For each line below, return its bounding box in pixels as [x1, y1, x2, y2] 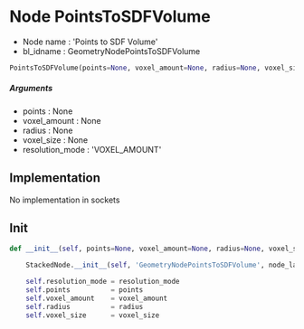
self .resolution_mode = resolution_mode [25, 277, 180, 287]
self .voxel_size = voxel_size [25, 310, 160, 320]
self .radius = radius [25, 302, 144, 311]
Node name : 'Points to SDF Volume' [22, 36, 158, 47]
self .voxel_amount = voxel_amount [25, 294, 168, 303]
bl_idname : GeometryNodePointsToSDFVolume [22, 45, 201, 56]
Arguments [9, 83, 53, 94]
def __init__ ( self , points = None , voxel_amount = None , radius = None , [9, 244, 265, 254]
